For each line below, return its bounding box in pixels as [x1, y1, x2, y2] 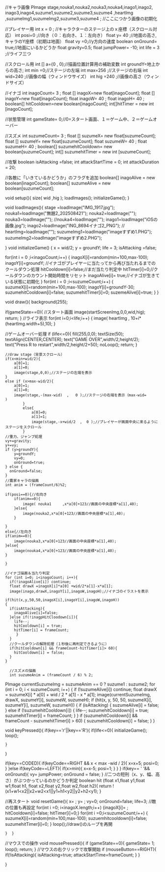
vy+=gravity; [5, 438, 32, 443]
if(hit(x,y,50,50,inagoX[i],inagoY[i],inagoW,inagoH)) [5, 597, 120, 602]
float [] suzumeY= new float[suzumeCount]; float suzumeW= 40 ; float [5, 138, 147, 144]
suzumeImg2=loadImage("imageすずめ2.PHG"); [5, 235, 102, 241]
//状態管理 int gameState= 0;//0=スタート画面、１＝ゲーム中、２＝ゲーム [5, 116, 153, 122]
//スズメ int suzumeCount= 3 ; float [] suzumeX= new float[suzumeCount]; [5, 133, 156, 139]
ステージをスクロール [5, 425, 42, 430]
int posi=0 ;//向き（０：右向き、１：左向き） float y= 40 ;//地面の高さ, [14, 32, 157, 38]
